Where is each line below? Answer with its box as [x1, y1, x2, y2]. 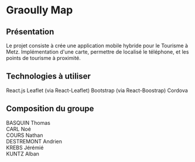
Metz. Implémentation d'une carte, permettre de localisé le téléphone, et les [6, 48, 189, 55]
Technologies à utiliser [6, 71, 91, 82]
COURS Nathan [6, 132, 43, 139]
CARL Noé [6, 125, 31, 132]
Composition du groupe [6, 104, 94, 114]
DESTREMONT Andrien [6, 138, 63, 145]
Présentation [6, 27, 54, 37]
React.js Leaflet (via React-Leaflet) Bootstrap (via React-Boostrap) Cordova [6, 87, 189, 94]
